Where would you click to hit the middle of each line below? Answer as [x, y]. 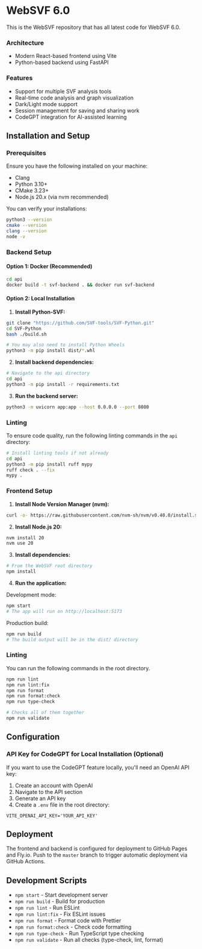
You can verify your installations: [47, 209]
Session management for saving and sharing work [77, 110]
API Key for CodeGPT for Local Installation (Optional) [85, 754]
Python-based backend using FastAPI [62, 62]
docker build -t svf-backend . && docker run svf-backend [80, 285]
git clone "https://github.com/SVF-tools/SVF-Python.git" [80, 323]
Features [20, 78]
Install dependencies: [43, 555]
